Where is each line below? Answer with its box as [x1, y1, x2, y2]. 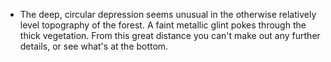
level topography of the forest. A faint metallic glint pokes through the [19, 19, 307, 31]
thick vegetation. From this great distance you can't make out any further [19, 30, 321, 41]
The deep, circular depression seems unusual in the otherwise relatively [19, 9, 317, 20]
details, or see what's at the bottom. [19, 40, 169, 52]
